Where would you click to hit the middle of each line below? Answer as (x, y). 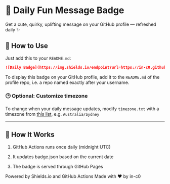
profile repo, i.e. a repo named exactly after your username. (67, 82)
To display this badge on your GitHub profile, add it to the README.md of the (82, 77)
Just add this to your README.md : (38, 58)
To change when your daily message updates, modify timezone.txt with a (82, 109)
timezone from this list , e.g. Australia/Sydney (52, 114)
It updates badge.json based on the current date (63, 157)
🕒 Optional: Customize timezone (47, 96)
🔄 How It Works (30, 135)
